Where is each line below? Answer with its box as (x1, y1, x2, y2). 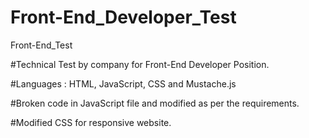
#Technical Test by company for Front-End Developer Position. (10, 58, 270, 70)
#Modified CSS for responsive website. (10, 116, 172, 128)
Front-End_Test (10, 39, 73, 51)
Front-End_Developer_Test (10, 6, 237, 29)
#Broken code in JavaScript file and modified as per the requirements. (10, 97, 300, 109)
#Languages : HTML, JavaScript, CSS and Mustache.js (10, 77, 237, 90)
